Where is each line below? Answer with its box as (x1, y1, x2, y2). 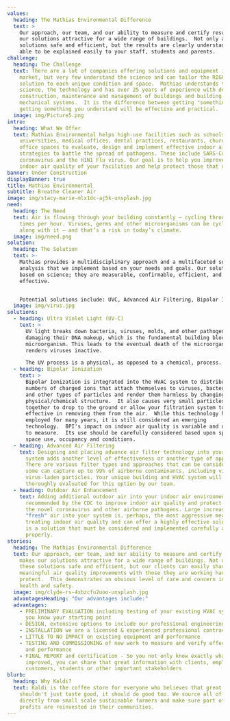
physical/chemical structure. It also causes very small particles (25, 398, 225, 404)
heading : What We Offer (13, 125, 81, 132)
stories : (7, 537, 32, 545)
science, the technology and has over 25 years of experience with (19, 86, 216, 93)
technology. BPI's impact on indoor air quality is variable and (25, 423, 219, 430)
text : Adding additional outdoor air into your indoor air (19, 493, 192, 500)
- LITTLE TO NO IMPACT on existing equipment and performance (19, 633, 201, 640)
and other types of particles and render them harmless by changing (25, 391, 225, 398)
